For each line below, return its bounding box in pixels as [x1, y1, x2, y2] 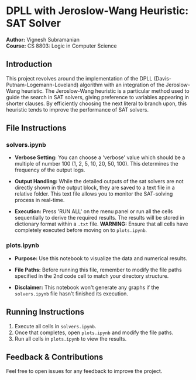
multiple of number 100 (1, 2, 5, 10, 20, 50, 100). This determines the [14, 160, 178, 167]
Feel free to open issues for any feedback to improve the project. [6, 368, 163, 375]
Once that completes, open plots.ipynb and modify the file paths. [14, 329, 174, 336]
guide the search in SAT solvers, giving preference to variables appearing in [6, 93, 189, 100]
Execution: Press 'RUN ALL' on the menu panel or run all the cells [14, 208, 173, 215]
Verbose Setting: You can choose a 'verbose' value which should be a [14, 154, 185, 161]
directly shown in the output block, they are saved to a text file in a [14, 184, 176, 191]
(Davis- [153, 75, 171, 82]
